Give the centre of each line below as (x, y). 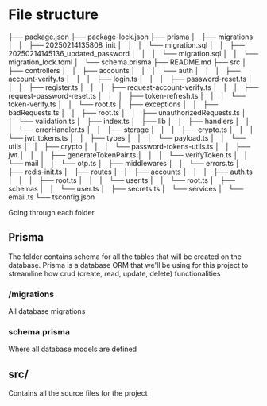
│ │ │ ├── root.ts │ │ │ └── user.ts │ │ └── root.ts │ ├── (122, 180)
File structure (54, 15)
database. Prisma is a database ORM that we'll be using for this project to (128, 265)
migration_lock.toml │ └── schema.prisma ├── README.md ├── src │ (128, 62)
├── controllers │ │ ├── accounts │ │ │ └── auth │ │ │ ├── (124, 70)
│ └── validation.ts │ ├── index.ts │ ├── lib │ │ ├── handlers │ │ (129, 121)
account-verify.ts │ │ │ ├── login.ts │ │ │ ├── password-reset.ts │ (130, 79)
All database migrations (47, 311)
